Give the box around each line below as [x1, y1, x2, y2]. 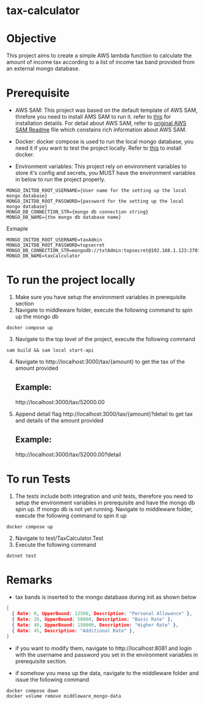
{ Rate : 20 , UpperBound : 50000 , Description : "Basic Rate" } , [12, 616, 173, 622]
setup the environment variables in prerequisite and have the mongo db [15, 499, 195, 506]
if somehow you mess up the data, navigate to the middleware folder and [15, 669, 200, 676]
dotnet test [6, 553, 37, 559]
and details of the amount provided [15, 416, 104, 424]
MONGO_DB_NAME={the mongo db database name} [6, 215, 121, 221]
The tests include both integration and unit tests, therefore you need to [15, 492, 193, 500]
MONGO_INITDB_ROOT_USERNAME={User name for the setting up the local [6, 188, 187, 194]
